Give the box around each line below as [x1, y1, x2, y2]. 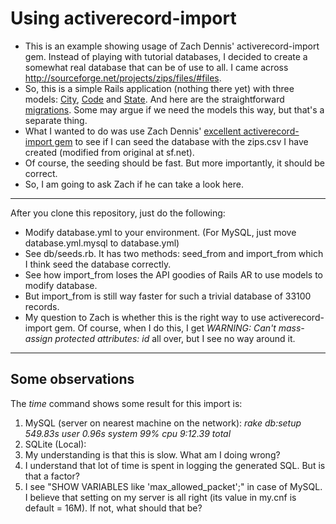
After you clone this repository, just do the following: [10, 207, 226, 219]
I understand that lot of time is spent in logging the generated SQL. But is [24, 459, 326, 471]
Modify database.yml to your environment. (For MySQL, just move [24, 226, 297, 238]
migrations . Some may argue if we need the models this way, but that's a [24, 103, 325, 116]
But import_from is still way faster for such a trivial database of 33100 [24, 290, 312, 302]
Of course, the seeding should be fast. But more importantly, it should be [24, 157, 325, 169]
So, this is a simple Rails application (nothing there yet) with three [24, 82, 295, 94]
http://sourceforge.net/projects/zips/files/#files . [24, 72, 222, 84]
